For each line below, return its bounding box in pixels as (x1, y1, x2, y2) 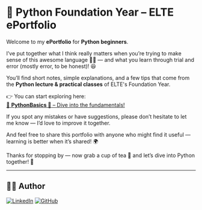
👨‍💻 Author (6, 181, 46, 191)
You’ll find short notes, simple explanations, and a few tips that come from (6, 74, 190, 81)
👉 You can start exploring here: (6, 93, 86, 100)
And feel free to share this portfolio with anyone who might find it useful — (6, 131, 191, 138)
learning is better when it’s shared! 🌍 (6, 138, 99, 145)
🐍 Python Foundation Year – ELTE (6, 5, 174, 19)
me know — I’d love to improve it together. (6, 119, 111, 126)
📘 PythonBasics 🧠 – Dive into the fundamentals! (6, 101, 125, 108)
